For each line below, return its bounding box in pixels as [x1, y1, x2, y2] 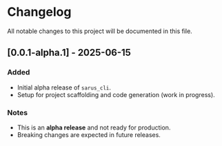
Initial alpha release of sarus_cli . [17, 83, 112, 92]
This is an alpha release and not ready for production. [17, 123, 171, 132]
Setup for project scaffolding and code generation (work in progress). [17, 90, 215, 98]
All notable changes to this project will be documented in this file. [7, 27, 193, 35]
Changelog [7, 4, 72, 20]
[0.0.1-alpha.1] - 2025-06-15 [7, 47, 131, 59]
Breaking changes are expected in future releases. [17, 130, 161, 138]
